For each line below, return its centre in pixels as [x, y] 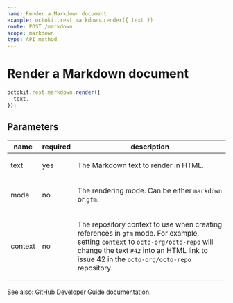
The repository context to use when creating [150, 224]
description [150, 147]
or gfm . [88, 199]
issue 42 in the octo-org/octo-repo [135, 259]
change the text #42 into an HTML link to [143, 250]
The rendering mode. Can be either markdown [150, 190]
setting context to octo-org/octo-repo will [145, 242]
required [57, 147]
